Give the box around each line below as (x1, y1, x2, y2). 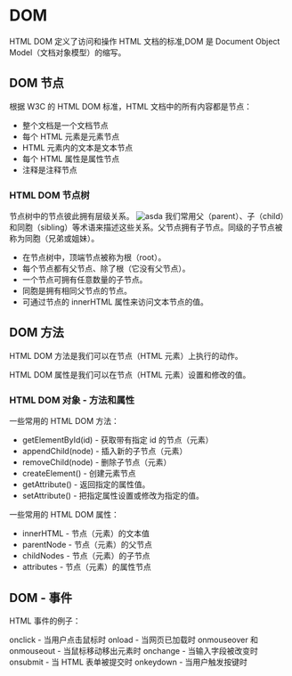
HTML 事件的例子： (9, 615, 81, 626)
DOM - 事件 (9, 590, 73, 606)
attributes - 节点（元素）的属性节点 (21, 562, 151, 573)
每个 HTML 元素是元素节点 (21, 131, 120, 142)
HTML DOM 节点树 (9, 189, 91, 201)
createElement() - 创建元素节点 (21, 468, 136, 479)
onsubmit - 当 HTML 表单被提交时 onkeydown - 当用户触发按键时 (9, 656, 247, 667)
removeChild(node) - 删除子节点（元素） (21, 457, 172, 468)
